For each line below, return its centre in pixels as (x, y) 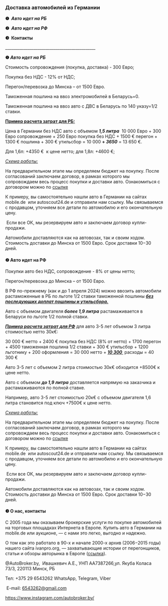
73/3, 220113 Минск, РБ (30, 568)
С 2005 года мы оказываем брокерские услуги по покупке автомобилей (83, 522)
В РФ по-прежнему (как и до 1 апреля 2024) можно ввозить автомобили (83, 290)
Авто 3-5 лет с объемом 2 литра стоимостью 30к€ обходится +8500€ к (82, 367)
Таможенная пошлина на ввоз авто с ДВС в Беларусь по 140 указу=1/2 (81, 106)
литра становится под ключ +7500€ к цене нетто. (58, 403)
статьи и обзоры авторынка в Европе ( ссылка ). (56, 553)
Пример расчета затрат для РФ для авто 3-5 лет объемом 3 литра (78, 326)
